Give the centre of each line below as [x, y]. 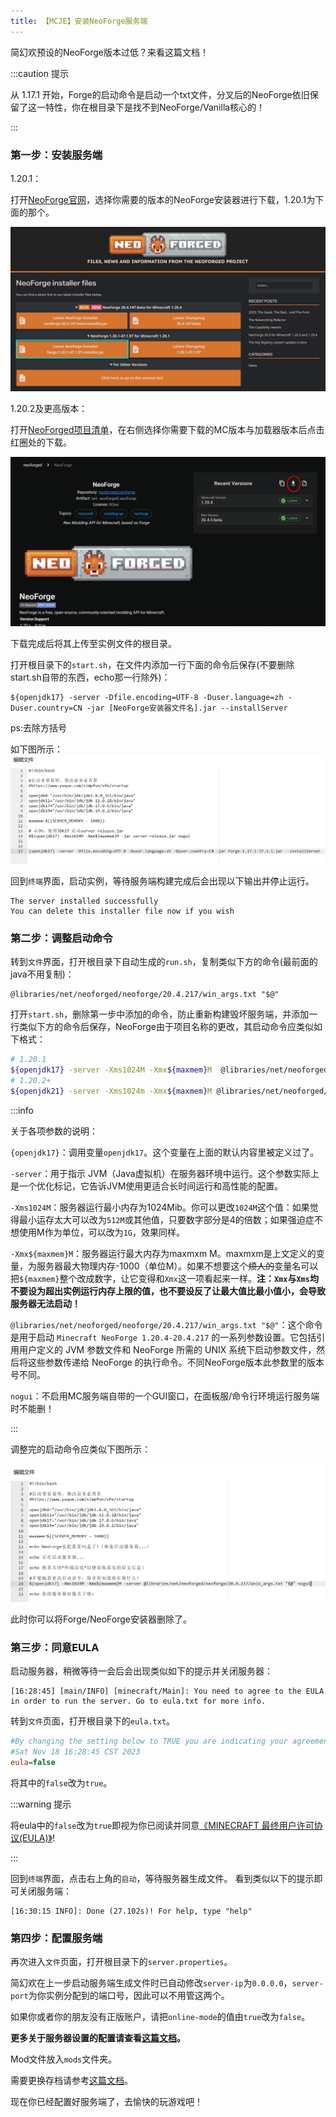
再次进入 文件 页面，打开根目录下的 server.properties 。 [121, 1962]
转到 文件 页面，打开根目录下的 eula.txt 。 [93, 1721]
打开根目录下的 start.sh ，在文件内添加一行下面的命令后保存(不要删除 [152, 665]
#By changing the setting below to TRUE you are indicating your [149, 1741]
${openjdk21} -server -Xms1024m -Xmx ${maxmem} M [111, 1091]
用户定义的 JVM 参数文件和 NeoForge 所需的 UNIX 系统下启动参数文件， [167, 1349]
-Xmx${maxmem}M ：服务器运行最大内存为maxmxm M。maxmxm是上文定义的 [163, 1253]
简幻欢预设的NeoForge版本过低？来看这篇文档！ [109, 52]
